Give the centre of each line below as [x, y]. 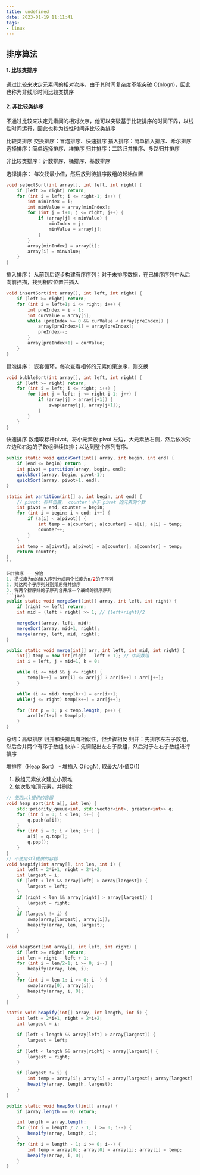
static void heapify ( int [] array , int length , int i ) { [77, 1013]
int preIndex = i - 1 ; [56, 310]
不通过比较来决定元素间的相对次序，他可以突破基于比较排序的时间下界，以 [97, 121]
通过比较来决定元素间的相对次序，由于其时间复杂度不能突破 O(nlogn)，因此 [99, 84]
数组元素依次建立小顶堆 [43, 779]
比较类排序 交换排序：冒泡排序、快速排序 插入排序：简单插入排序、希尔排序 [99, 141]
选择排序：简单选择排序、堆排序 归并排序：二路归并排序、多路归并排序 [93, 149]
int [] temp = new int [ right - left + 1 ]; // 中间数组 [83, 656]
